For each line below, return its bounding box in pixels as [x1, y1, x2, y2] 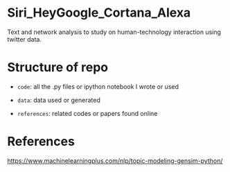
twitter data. [7, 35, 42, 43]
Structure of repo [7, 60, 109, 76]
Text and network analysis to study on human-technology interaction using [7, 28, 222, 36]
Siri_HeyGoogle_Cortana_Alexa [7, 5, 191, 21]
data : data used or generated [17, 96, 100, 104]
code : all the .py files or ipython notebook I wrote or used [17, 82, 179, 91]
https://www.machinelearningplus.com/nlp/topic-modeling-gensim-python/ [7, 156, 223, 164]
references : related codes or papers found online [17, 109, 158, 117]
